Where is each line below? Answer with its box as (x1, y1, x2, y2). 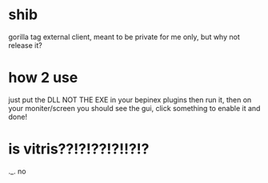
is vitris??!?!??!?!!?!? (8, 140, 150, 158)
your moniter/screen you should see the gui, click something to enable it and (8, 103, 261, 113)
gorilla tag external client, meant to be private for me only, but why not (8, 32, 240, 42)
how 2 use (8, 69, 78, 87)
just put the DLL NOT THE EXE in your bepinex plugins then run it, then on (8, 94, 252, 105)
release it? (8, 40, 42, 50)
